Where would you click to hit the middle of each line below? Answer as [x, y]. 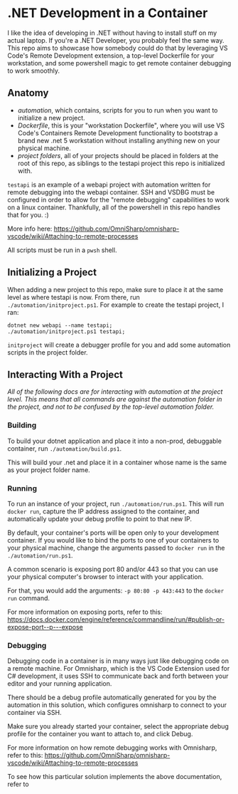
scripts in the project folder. [48, 352]
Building [22, 425]
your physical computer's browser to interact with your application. [106, 576]
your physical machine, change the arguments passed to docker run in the [116, 548]
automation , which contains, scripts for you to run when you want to [118, 110]
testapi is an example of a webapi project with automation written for [109, 184]
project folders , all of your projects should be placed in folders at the [118, 155]
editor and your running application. [60, 684]
